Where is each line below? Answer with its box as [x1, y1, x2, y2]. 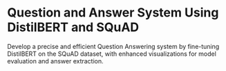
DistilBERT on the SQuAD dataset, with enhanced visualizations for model [7, 50, 216, 58]
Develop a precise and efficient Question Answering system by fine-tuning [7, 42, 220, 50]
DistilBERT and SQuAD [7, 19, 140, 35]
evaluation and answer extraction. [7, 57, 104, 65]
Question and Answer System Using [7, 5, 219, 21]
